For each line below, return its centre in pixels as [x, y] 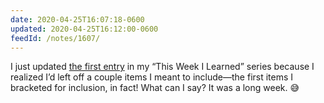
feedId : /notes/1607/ [55, 38]
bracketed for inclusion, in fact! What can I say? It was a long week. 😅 [155, 88]
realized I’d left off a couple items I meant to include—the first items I [152, 77]
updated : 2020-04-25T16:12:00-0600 [84, 29]
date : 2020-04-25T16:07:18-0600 [77, 19]
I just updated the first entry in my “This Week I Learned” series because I [162, 67]
